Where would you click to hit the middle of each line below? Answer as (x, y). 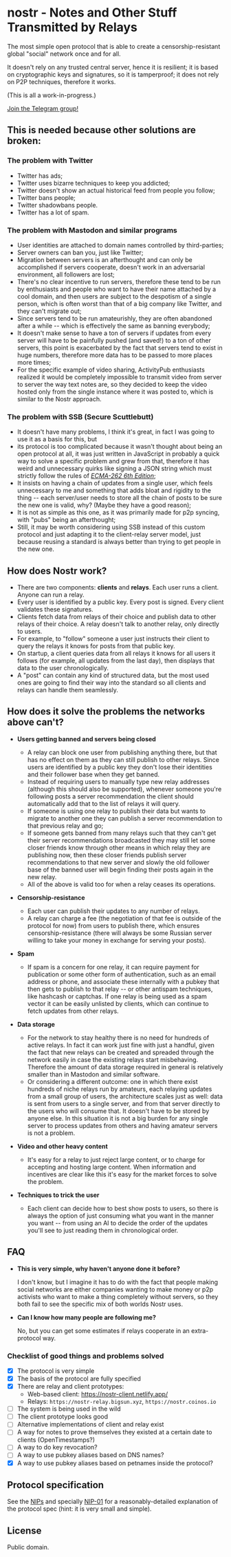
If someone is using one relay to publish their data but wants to (117, 811)
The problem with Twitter (50, 161)
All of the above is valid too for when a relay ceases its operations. (121, 884)
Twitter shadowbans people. (57, 205)
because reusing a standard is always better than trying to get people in (119, 542)
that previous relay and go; (65, 825)
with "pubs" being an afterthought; (66, 520)
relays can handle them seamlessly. (68, 690)
